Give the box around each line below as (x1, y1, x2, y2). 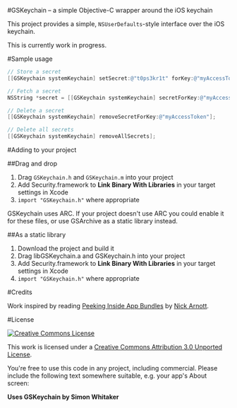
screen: (7, 379, 30, 387)
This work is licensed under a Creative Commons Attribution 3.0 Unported (7, 343, 223, 351)
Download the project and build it (17, 244, 114, 252)
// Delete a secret (7, 107, 65, 114)
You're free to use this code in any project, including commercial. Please (7, 364, 218, 372)
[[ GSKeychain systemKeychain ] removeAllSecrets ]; (7, 133, 157, 140)
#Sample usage (7, 54, 53, 63)
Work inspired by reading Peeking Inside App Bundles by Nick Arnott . (7, 302, 209, 310)
